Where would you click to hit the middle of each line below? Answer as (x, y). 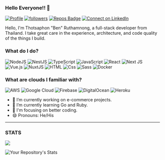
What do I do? (22, 51)
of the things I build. (25, 38)
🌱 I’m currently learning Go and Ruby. (50, 105)
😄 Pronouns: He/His (33, 115)
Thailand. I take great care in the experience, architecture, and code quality (81, 33)
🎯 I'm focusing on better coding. (45, 110)
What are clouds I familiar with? (43, 79)
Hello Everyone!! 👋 (28, 8)
